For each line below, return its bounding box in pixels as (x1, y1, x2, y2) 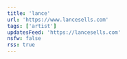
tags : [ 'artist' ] (7, 22, 57, 29)
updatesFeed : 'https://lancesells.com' (7, 28, 122, 36)
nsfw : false (7, 35, 41, 42)
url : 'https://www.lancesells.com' (7, 16, 109, 23)
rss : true (7, 41, 36, 48)
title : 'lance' (7, 9, 51, 17)
